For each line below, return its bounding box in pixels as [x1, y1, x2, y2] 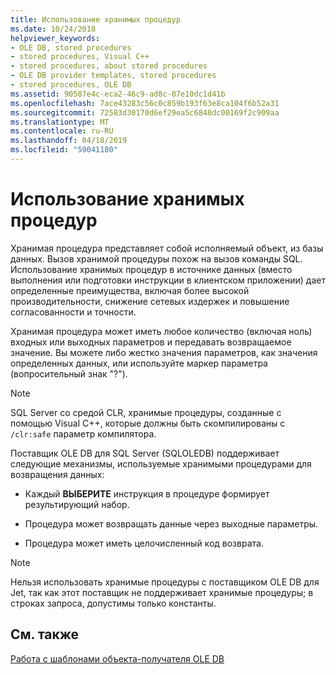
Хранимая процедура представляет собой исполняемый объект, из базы [10, 242, 324, 254]
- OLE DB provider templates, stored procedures [10, 71, 217, 81]
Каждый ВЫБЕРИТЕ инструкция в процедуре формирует [24, 487, 270, 500]
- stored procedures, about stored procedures [10, 61, 208, 71]
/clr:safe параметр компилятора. [10, 427, 157, 440]
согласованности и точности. [10, 306, 137, 318]
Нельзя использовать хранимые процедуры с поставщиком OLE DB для [10, 576, 320, 588]
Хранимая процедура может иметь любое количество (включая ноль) [10, 325, 313, 337]
